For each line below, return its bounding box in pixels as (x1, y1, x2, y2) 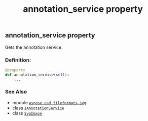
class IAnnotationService (12, 105, 64, 111)
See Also (5, 89, 27, 95)
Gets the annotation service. (5, 44, 63, 50)
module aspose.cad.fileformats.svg (12, 99, 86, 105)
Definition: (5, 57, 31, 63)
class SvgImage (12, 110, 42, 116)
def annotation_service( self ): (5, 72, 70, 77)
